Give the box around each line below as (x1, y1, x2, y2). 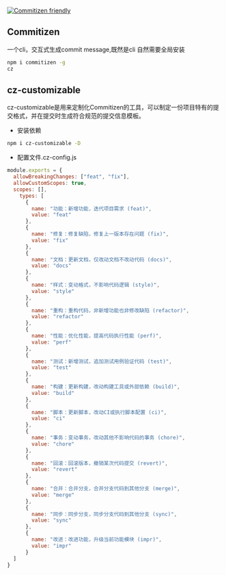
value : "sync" (31, 517, 72, 524)
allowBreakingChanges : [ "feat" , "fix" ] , (13, 173, 130, 181)
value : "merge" (31, 491, 75, 498)
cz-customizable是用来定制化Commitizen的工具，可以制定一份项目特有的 (7, 103, 214, 112)
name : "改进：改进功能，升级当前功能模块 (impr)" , (31, 536, 163, 543)
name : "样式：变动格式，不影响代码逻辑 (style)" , (31, 281, 160, 288)
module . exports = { (7, 167, 63, 174)
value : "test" (31, 364, 72, 371)
